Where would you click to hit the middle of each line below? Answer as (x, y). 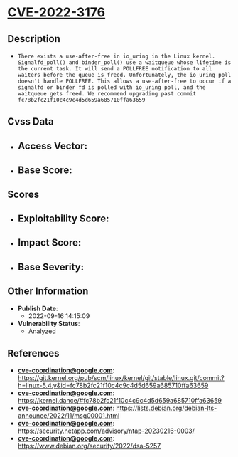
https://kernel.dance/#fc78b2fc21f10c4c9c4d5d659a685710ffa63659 (120, 401)
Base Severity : (50, 267)
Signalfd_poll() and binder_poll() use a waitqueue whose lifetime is (124, 63)
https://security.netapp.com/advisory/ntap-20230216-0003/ (106, 431)
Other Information (48, 291)
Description (34, 39)
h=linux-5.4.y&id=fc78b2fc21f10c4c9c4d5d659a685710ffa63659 (113, 386)
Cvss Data (31, 122)
